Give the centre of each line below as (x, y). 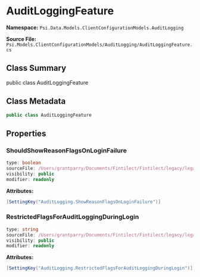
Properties (26, 133)
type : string (22, 229)
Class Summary (36, 68)
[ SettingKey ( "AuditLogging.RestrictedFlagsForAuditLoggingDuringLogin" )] (100, 268)
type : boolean (24, 163)
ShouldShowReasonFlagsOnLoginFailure (66, 150)
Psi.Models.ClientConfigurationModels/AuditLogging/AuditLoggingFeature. (100, 45)
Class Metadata (36, 102)
